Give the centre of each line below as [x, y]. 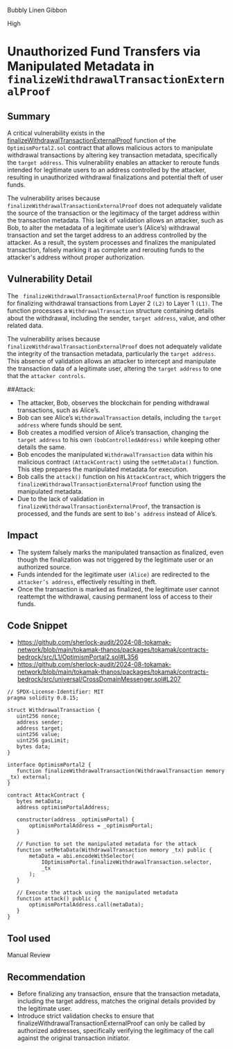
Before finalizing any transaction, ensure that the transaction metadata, [119, 994]
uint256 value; [38, 735]
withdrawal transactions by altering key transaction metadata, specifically [112, 155]
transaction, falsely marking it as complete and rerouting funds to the [106, 250]
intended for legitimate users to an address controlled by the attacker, [107, 170]
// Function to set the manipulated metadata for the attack [106, 844]
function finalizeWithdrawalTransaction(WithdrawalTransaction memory [121, 771]
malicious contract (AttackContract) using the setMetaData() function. [118, 462]
